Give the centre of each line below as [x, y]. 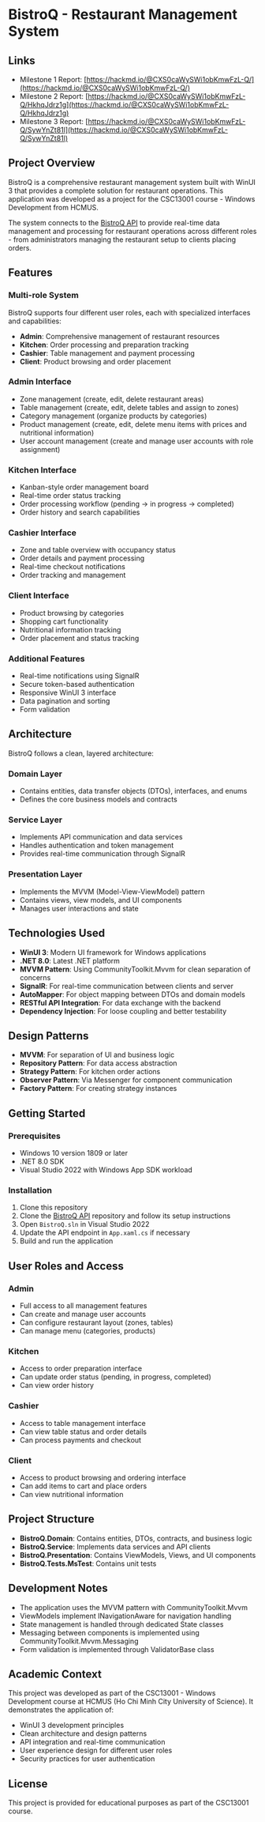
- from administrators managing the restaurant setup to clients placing [122, 240]
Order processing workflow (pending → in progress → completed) [127, 504]
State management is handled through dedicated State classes [121, 1624]
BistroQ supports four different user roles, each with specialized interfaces [129, 312]
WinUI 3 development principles [72, 1726]
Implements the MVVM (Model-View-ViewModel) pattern [112, 892]
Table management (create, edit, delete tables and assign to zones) [129, 407]
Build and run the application [66, 1241]
